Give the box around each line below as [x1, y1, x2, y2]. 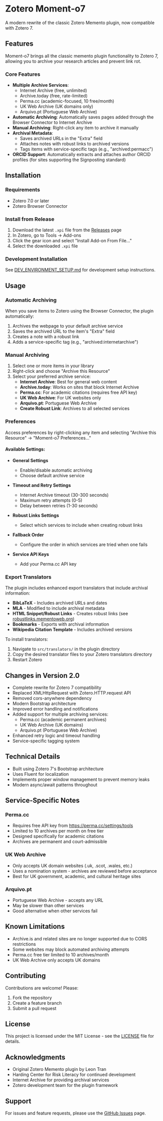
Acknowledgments [5, 1053, 66, 1061]
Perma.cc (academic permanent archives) [19, 716, 106, 723]
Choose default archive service [19, 472, 85, 478]
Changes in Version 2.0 [5, 671, 80, 680]
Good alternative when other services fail [12, 908, 98, 914]
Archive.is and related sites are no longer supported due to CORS [12, 935, 147, 941]
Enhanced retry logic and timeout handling [12, 732, 100, 738]
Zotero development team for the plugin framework [12, 1082, 118, 1088]
